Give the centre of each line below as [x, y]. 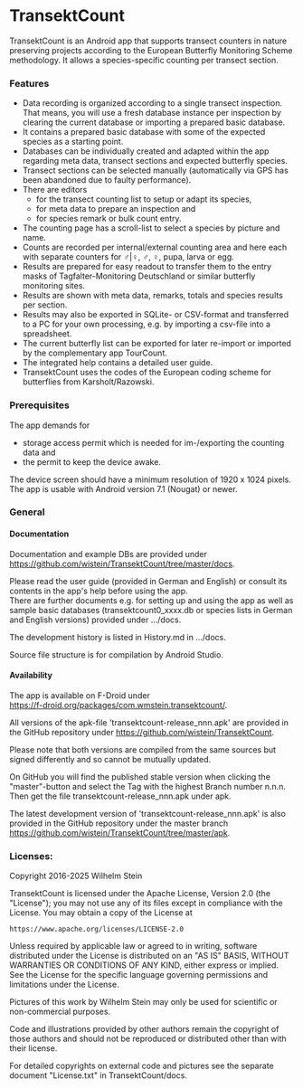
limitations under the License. [64, 985]
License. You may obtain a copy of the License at [101, 913]
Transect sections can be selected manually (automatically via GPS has [156, 170]
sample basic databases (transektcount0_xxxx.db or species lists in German [151, 610]
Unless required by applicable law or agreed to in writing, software [133, 946]
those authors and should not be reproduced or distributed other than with [148, 1039]
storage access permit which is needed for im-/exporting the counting [153, 442]
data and [39, 452]
